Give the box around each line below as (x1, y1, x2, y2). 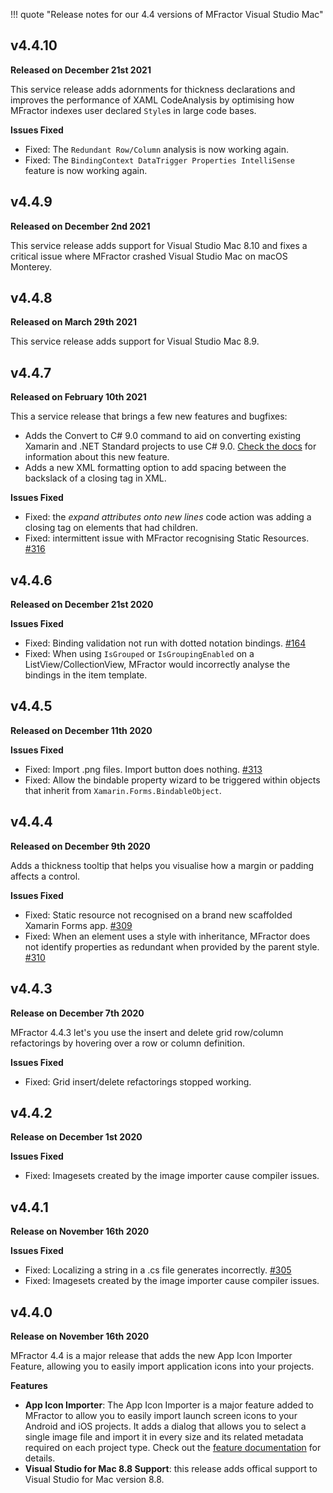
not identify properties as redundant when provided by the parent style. (24, 940, 320, 953)
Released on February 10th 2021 (10, 391, 147, 403)
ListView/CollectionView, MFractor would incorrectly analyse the (24, 659, 291, 671)
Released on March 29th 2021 (10, 316, 137, 328)
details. (24, 1452, 56, 1464)
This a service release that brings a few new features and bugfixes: (10, 410, 288, 423)
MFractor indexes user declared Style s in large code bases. (10, 104, 257, 116)
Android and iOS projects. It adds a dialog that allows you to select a (24, 1420, 307, 1432)
